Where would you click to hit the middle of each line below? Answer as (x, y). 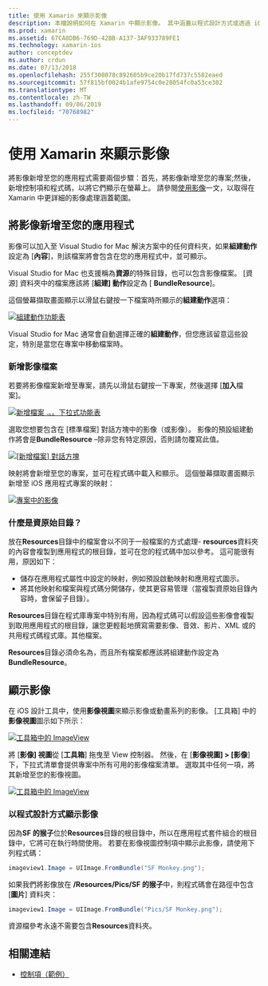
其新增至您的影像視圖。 (47, 774)
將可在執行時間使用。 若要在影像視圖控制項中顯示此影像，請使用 (142, 843)
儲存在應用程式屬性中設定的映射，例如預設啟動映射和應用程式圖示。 (132, 579)
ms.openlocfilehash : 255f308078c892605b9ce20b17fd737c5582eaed (116, 75)
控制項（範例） (44, 974)
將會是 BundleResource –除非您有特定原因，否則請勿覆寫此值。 (119, 439)
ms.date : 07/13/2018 (43, 68)
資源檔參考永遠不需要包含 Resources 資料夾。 (83, 926)
